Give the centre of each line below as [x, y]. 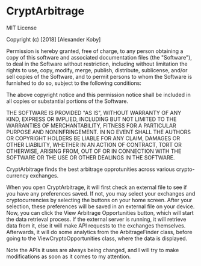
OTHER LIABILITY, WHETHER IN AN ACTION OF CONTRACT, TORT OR [94, 144]
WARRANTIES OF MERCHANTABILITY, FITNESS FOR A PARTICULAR [91, 125]
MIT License [22, 28]
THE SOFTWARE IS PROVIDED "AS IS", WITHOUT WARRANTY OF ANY [94, 113]
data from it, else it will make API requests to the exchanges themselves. [96, 225]
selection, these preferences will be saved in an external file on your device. [100, 206]
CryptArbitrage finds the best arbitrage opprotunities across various [91, 169]
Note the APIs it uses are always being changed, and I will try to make [93, 250]
